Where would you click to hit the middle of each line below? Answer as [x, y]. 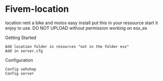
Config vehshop [21, 69]
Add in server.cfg [24, 51]
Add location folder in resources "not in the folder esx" [67, 46]
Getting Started [21, 38]
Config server [20, 73]
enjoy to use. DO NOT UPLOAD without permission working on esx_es [76, 28]
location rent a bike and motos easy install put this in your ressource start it [81, 23]
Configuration [19, 60]
